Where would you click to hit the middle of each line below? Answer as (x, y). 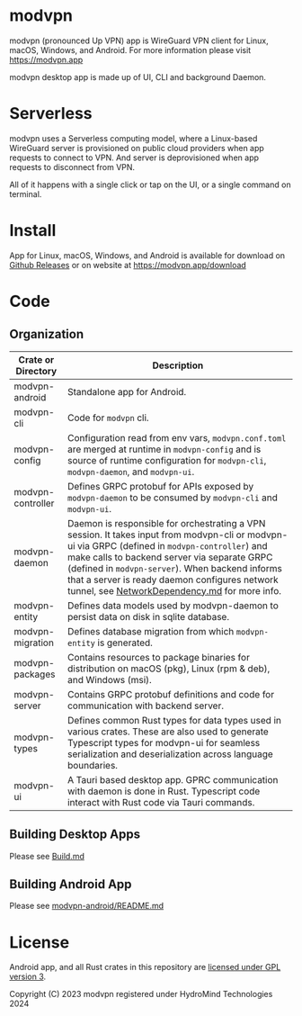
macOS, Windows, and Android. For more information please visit (130, 49)
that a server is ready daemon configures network (173, 580)
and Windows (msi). (110, 679)
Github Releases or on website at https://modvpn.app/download (128, 265)
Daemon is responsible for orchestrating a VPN (166, 523)
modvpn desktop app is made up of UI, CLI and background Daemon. (138, 76)
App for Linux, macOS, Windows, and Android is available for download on (147, 255)
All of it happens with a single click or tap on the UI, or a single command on (150, 184)
